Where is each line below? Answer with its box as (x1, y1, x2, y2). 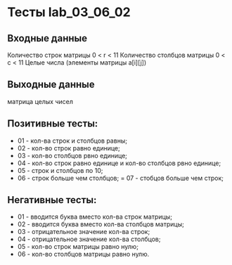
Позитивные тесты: (7, 117, 98, 130)
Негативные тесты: (7, 194, 97, 206)
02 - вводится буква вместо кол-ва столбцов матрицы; (17, 220, 184, 228)
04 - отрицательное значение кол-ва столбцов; (17, 235, 161, 243)
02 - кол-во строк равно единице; (17, 143, 121, 152)
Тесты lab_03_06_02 (7, 4, 131, 20)
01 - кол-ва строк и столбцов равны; (17, 136, 128, 145)
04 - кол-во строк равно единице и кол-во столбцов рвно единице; (17, 159, 221, 167)
